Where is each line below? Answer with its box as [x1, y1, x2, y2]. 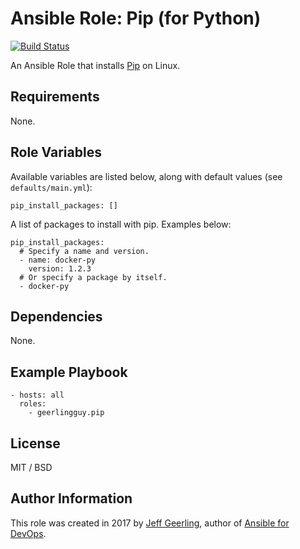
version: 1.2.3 [28, 263, 92, 274]
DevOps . [10, 527, 47, 539]
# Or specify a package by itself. [19, 272, 168, 282]
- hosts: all [10, 390, 65, 401]
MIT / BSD [10, 462, 53, 473]
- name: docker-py [19, 255, 97, 265]
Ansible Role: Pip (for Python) [10, 7, 262, 30]
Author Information [10, 490, 133, 507]
